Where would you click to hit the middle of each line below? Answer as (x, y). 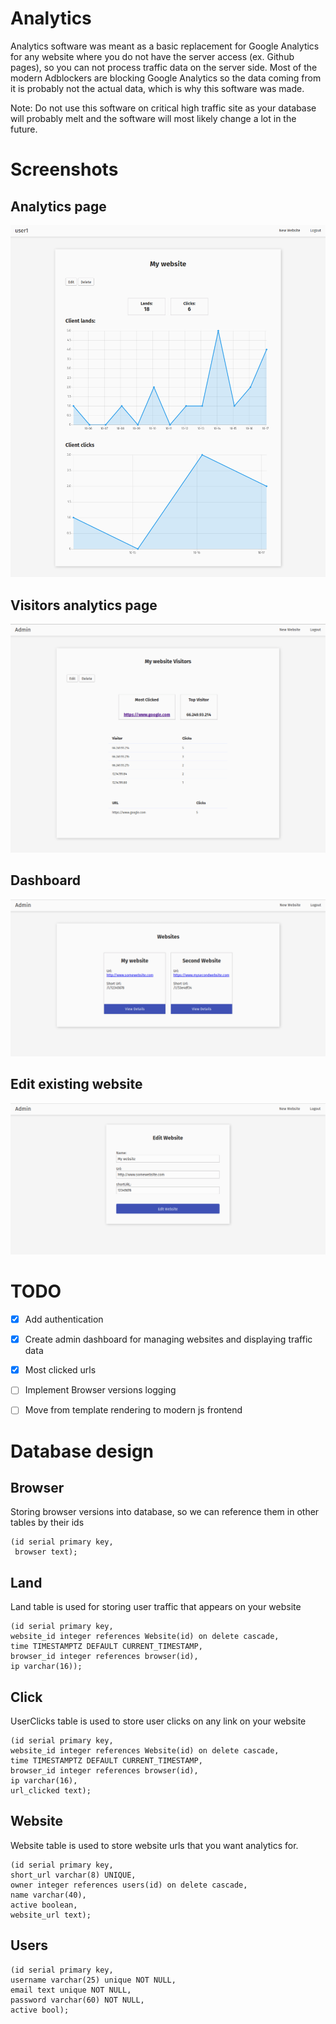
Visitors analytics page (84, 605)
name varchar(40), (48, 1895)
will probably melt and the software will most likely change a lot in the (153, 118)
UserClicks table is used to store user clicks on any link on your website (158, 1721)
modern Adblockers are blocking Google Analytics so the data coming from (166, 78)
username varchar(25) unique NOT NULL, (93, 1980)
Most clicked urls (60, 1370)
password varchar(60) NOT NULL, (77, 2000)
